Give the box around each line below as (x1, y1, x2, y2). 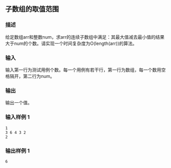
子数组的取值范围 (5, 5, 59, 14)
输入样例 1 (5, 114, 30, 121)
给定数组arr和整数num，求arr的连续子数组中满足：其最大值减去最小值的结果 (5, 34, 165, 40)
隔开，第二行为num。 (9, 73, 55, 79)
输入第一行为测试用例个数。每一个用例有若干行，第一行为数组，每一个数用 (5, 67, 161, 73)
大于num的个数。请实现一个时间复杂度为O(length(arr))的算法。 (5, 40, 137, 46)
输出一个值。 (5, 100, 32, 106)
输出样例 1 (5, 147, 30, 154)
